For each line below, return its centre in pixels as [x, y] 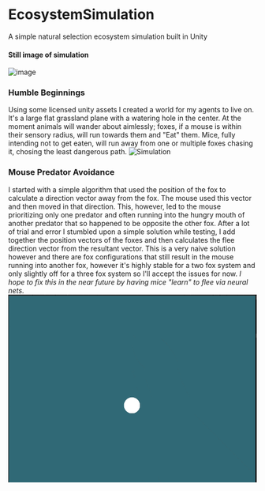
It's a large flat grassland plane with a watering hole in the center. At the [125, 118]
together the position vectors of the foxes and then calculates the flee [121, 240]
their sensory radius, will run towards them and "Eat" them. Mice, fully [122, 135]
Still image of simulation [49, 55]
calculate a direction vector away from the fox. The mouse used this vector [130, 198]
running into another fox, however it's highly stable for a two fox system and [132, 265]
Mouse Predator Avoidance [62, 172]
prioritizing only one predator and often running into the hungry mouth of [127, 214]
